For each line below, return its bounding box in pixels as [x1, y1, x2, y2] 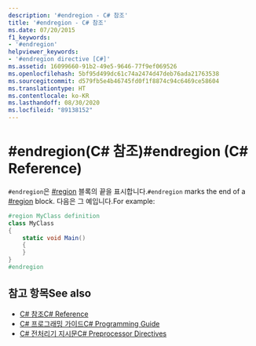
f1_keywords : [8, 33, 51, 42]
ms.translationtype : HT [8, 84, 86, 93]
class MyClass [8, 219, 55, 228]
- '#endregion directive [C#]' [8, 56, 111, 64]
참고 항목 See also [8, 287, 92, 300]
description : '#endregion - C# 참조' [8, 11, 128, 20]
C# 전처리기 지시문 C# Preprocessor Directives [19, 329, 167, 338]
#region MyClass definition [8, 212, 101, 220]
